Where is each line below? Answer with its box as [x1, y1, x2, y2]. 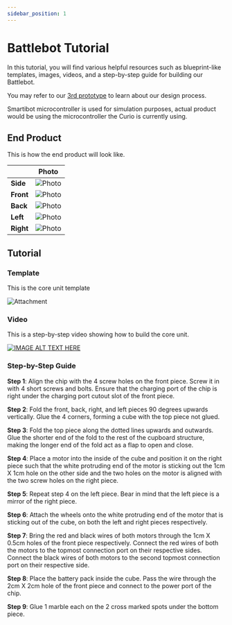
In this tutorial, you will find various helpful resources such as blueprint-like [7, 63, 222, 71]
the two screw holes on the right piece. [7, 476, 119, 484]
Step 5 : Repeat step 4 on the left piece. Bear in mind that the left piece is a [7, 490, 220, 498]
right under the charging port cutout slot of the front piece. [7, 391, 175, 400]
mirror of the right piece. [7, 497, 78, 505]
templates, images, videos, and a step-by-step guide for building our [7, 70, 203, 78]
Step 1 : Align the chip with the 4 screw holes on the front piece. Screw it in [7, 377, 220, 385]
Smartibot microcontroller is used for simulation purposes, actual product [7, 105, 217, 113]
